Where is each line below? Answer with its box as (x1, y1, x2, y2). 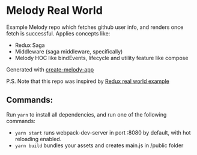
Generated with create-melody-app (6, 65, 94, 73)
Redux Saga (14, 41, 45, 49)
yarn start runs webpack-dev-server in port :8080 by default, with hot (14, 129, 191, 136)
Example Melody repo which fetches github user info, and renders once (6, 23, 184, 31)
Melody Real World (6, 4, 103, 17)
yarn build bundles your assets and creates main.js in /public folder (14, 142, 184, 149)
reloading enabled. (14, 135, 62, 142)
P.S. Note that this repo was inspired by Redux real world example (6, 77, 169, 85)
